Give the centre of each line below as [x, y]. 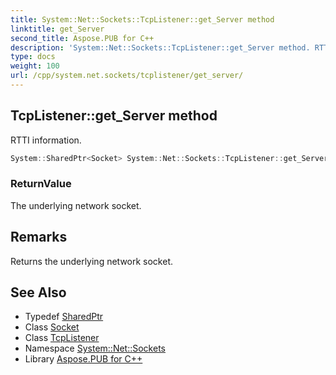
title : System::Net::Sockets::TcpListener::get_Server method [142, 19]
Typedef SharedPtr [64, 317]
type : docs [33, 57]
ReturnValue [41, 184]
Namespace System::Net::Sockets [95, 348]
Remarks [39, 237]
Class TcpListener [62, 338]
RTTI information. [46, 140]
